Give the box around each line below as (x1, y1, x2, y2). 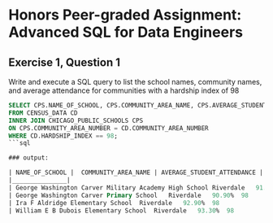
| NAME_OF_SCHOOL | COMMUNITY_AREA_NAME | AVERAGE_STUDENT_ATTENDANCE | (8, 168, 264, 177)
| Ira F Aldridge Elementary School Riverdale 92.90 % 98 (8, 199, 220, 207)
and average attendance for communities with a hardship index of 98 (8, 85, 240, 95)
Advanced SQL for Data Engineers (8, 23, 244, 42)
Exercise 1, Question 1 (8, 55, 120, 69)
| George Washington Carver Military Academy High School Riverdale (8, 183, 245, 192)
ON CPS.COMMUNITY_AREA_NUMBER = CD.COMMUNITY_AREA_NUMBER (8, 124, 209, 132)
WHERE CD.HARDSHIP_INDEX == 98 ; (8, 132, 118, 140)
